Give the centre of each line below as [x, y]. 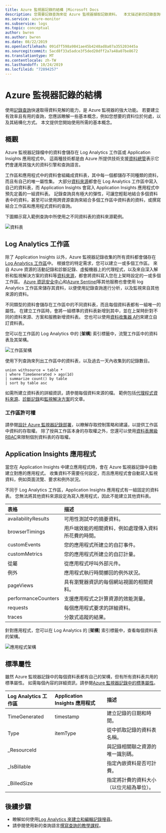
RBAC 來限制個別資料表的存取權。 [39, 437]
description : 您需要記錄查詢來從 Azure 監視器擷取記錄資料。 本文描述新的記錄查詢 [83, 14]
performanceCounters [33, 598]
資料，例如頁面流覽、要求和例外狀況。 [44, 479]
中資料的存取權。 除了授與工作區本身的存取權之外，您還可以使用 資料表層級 [82, 431]
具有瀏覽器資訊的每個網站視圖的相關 [106, 582]
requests [18, 607]
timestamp [67, 717]
